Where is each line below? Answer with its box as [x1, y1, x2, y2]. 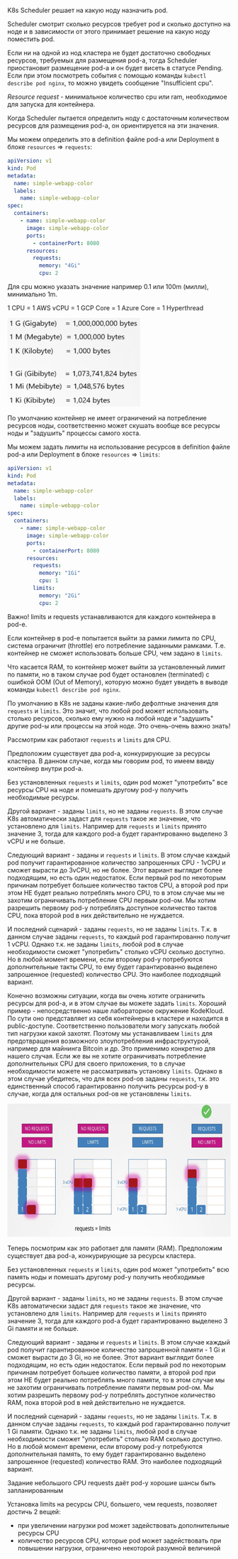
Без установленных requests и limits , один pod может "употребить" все [7, 777, 228, 787]
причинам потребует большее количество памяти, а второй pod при [7, 1368, 216, 1377]
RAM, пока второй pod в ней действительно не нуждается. [7, 1398, 186, 1406]
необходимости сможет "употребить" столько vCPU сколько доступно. [7, 947, 225, 956]
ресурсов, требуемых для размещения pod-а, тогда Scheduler [7, 56, 197, 65]
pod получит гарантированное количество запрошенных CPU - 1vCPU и [7, 858, 226, 867]
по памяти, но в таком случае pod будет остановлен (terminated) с [7, 670, 210, 679]
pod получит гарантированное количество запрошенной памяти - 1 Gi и [7, 1345, 225, 1354]
